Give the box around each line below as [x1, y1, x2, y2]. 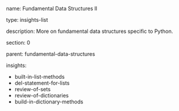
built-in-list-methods [14, 73, 65, 80]
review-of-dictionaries [14, 92, 69, 99]
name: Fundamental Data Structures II [6, 5, 98, 12]
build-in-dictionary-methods [14, 98, 83, 105]
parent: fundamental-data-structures [6, 51, 96, 58]
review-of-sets [14, 86, 51, 93]
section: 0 [6, 39, 31, 46]
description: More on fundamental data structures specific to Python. [6, 28, 173, 35]
